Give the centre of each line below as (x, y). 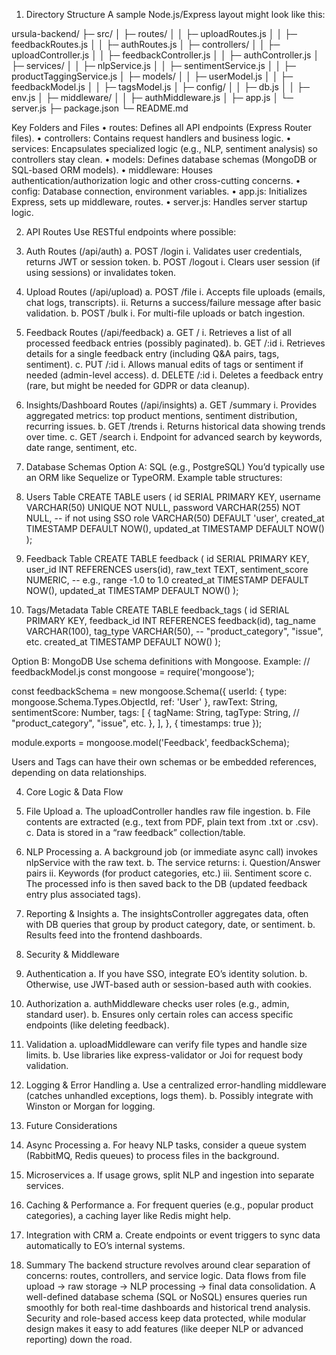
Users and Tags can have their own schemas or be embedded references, (164, 762)
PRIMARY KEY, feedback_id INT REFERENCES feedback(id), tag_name (170, 620)
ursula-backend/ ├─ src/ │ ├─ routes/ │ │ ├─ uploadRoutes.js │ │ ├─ (154, 33)
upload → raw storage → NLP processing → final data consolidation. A (170, 1286)
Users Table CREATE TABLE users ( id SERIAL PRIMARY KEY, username (173, 497)
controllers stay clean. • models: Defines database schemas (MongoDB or (164, 159)
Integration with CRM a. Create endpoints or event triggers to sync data (173, 1235)
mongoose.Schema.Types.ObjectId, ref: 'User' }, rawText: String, (144, 702)
